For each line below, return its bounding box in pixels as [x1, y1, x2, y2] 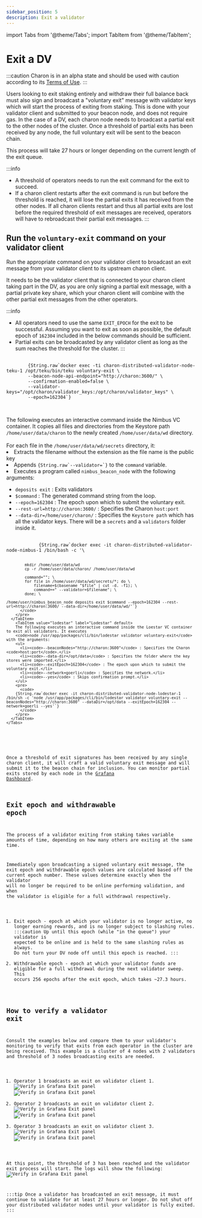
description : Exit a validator [6, 15, 85, 21]
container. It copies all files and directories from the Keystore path [6, 423, 170, 430]
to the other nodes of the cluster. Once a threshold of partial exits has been [6, 122, 193, 130]
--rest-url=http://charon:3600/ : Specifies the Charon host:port [14, 505, 179, 513]
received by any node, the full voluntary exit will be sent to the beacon [6, 129, 181, 136]
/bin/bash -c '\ [44, 548, 85, 554]
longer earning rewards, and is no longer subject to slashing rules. [14, 924, 195, 930]
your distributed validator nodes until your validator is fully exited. [6, 1202, 196, 1208]
